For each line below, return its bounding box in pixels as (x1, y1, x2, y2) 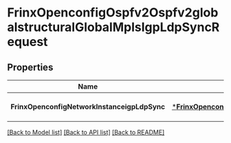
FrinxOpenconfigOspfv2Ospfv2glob (7, 5, 219, 21)
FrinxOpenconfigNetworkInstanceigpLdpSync (10, 102, 166, 111)
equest (7, 34, 48, 49)
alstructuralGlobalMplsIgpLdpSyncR (7, 19, 220, 35)
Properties (7, 61, 54, 73)
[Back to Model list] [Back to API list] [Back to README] (7, 129, 165, 136)
